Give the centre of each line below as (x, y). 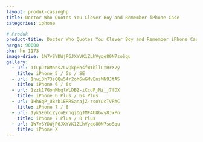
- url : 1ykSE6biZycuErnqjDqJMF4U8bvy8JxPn (66, 112)
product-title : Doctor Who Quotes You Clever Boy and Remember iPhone (97, 40)
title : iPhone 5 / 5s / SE (51, 73)
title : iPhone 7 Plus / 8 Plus (56, 118)
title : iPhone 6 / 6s (44, 85)
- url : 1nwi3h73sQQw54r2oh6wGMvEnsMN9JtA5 (66, 79)
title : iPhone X (38, 130)
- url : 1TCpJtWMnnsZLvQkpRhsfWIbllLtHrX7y (66, 68)
